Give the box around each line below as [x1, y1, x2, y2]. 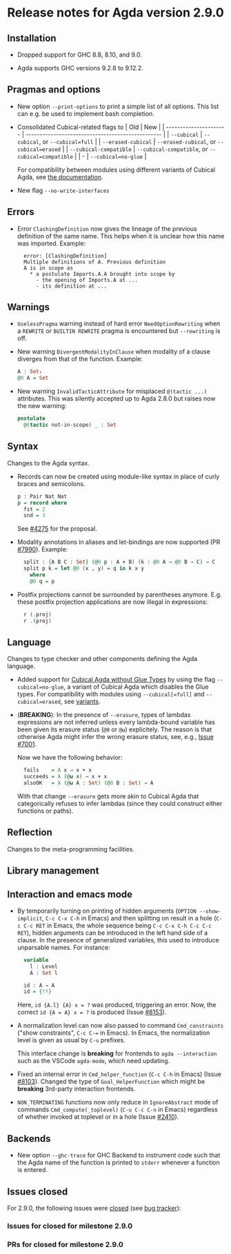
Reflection [7, 827, 53, 838]
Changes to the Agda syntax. [7, 458, 90, 467]
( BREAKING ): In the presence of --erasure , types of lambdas [17, 711, 191, 719]
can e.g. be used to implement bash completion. [17, 109, 155, 118]
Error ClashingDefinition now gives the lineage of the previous [17, 224, 198, 232]
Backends [7, 1133, 51, 1144]
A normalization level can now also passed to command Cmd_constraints [17, 1022, 224, 1030]
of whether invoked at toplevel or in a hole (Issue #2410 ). [17, 1113, 179, 1121]
